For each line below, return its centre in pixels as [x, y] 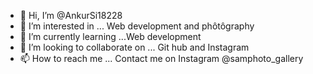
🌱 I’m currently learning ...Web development [110, 36]
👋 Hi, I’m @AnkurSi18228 [71, 15]
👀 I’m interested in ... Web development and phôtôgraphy [137, 26]
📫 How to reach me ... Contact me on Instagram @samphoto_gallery [161, 58]
